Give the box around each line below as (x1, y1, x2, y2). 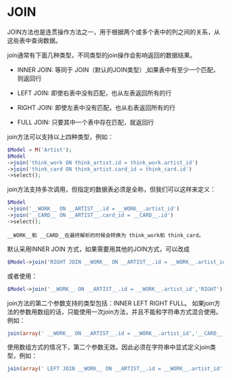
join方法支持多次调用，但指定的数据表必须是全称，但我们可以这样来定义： (7, 185, 217, 193)
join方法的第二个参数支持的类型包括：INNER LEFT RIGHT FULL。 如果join (7, 299, 214, 307)
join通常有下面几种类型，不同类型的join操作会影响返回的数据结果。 (7, 51, 196, 59)
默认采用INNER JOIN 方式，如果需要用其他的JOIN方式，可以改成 (7, 245, 190, 253)
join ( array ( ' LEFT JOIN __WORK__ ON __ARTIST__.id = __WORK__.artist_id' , (7, 365, 226, 372)
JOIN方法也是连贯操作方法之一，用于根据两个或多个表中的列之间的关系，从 (7, 28, 221, 36)
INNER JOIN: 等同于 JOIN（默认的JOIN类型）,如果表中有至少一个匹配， (16, 65, 219, 74)
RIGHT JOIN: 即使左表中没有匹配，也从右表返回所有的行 (16, 103, 176, 111)
